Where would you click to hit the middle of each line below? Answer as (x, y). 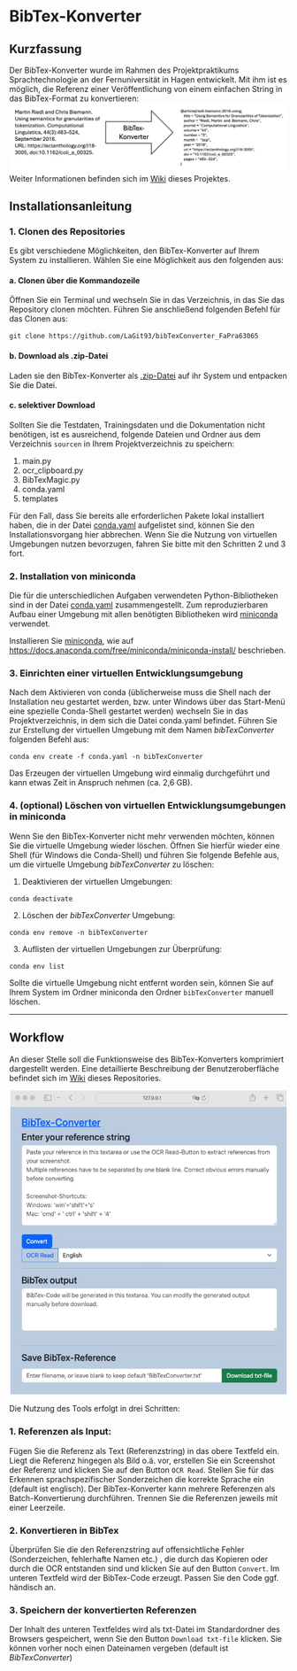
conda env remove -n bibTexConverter (79, 932)
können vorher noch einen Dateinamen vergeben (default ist (119, 1648)
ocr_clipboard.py (53, 470)
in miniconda (38, 816)
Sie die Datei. (33, 385)
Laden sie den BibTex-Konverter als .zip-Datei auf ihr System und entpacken (148, 375)
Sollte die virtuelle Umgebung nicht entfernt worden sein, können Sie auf (141, 982)
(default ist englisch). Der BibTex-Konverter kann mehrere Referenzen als (142, 1489)
